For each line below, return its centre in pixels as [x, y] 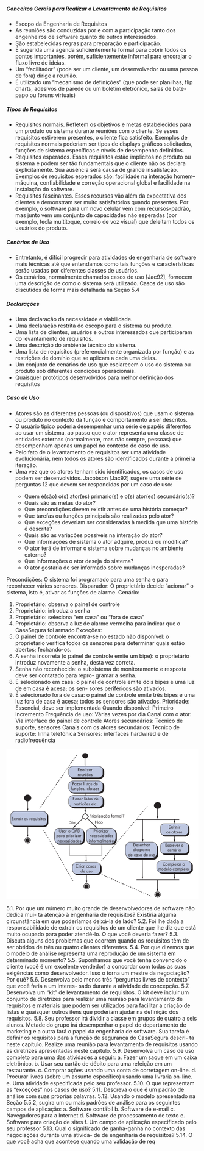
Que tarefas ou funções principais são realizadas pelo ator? [99, 516]
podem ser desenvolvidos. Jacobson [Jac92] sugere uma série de [98, 478]
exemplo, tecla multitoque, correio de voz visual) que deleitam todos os [105, 221]
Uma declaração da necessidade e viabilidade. [74, 319]
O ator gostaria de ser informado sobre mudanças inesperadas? [104, 568]
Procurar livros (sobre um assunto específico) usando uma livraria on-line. [100, 1077]
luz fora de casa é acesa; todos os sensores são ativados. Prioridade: [102, 701]
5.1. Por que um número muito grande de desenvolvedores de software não [100, 908]
